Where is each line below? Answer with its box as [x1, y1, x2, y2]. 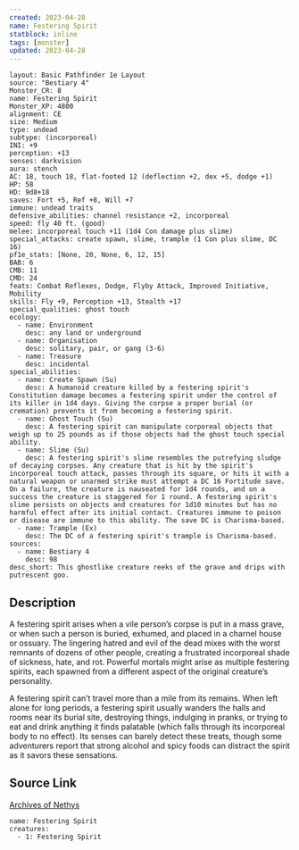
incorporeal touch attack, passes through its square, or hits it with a [9, 470, 290, 479]
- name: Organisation [17, 337, 98, 346]
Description [9, 595, 76, 610]
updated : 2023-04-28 [9, 46, 87, 55]
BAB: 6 [9, 258, 34, 268]
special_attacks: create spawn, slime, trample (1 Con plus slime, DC [9, 235, 278, 244]
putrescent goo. [9, 571, 70, 580]
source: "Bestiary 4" [9, 79, 90, 87]
